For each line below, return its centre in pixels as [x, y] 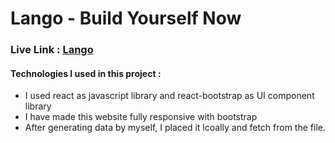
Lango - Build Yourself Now [126, 18]
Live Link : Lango [52, 50]
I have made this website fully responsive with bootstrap [141, 117]
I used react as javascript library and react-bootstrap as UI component [169, 96]
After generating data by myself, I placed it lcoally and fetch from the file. [175, 128]
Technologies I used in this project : [86, 73]
